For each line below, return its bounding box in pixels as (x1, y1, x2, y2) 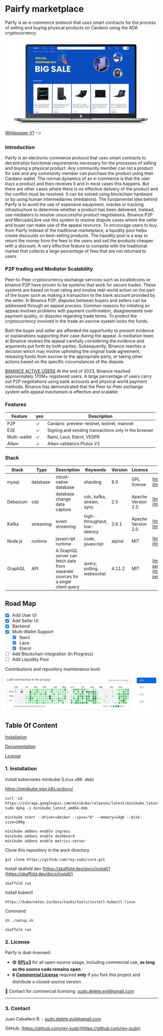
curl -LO (5, 796, 23, 801)
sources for (55, 573, 79, 579)
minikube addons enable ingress (5, 829, 70, 834)
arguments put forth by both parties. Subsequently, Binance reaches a (5, 343, 146, 349)
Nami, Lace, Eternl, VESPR (47, 434, 100, 440)
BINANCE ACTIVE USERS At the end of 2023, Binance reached (5, 368, 131, 374)
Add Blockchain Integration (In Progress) (12, 651, 94, 657)
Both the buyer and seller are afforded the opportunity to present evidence (5, 328, 154, 333)
